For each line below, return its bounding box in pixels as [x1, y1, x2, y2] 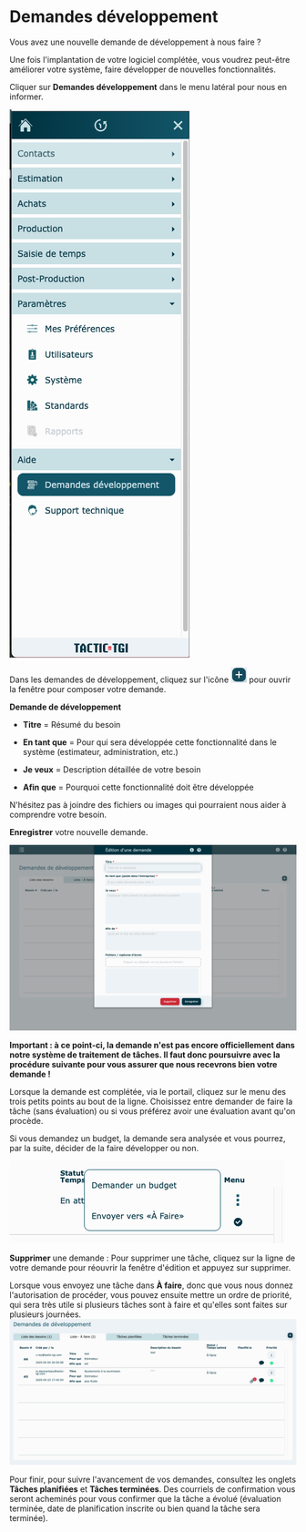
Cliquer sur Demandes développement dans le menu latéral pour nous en [9, 81, 288, 92]
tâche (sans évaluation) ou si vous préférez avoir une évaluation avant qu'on [9, 1105, 296, 1117]
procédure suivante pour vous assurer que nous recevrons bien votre [9, 1058, 278, 1069]
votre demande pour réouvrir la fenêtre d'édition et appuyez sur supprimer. [9, 1261, 291, 1272]
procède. [9, 1115, 44, 1126]
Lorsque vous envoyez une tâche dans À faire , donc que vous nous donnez [9, 1280, 294, 1291]
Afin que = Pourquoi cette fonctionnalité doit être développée [22, 781, 254, 792]
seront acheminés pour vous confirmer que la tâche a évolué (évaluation [9, 1493, 282, 1504]
